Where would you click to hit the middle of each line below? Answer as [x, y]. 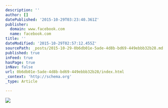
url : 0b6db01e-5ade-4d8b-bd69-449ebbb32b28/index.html [65, 72]
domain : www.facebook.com [38, 29]
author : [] [17, 15]
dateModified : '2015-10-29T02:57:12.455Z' [51, 44]
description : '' [22, 10]
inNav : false [19, 67]
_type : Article [21, 81]
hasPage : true [20, 62]
